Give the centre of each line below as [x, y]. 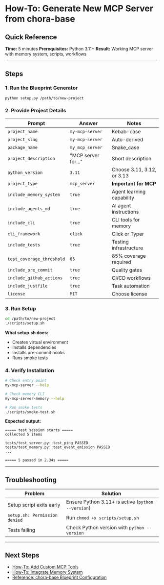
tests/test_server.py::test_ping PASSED [47, 443]
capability [123, 197]
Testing [120, 242]
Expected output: [23, 421]
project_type [23, 183]
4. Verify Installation [30, 370]
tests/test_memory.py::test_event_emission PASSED [58, 447]
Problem [34, 494]
